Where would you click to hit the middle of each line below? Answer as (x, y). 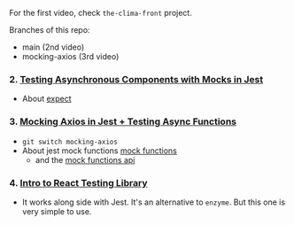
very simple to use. (57, 211)
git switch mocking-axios (70, 142)
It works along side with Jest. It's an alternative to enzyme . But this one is (154, 202)
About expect (47, 99)
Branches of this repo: (50, 30)
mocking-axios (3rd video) (70, 56)
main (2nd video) (53, 47)
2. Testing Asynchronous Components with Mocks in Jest (136, 79)
